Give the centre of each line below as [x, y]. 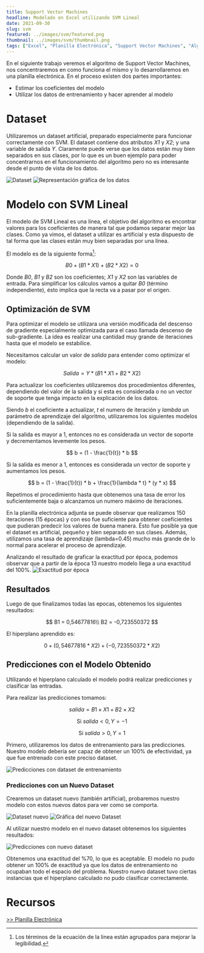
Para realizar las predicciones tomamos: [56, 697]
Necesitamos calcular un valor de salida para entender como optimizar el [98, 355]
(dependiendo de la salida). [40, 423]
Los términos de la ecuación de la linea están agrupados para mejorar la [105, 937]
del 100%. [19, 570]
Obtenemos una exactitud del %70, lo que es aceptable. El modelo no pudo [100, 859]
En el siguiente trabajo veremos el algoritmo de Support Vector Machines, [99, 63]
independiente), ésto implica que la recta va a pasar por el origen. [89, 290]
